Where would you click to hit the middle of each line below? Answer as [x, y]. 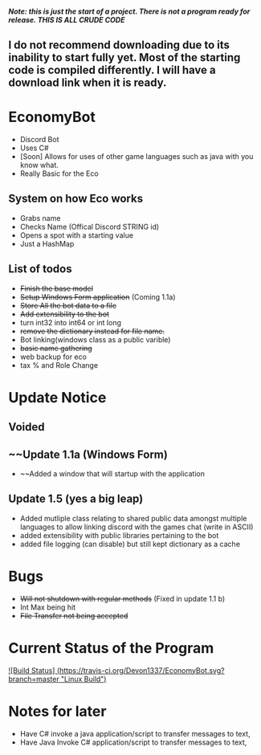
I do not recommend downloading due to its [119, 45]
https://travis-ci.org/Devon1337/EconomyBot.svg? [142, 670]
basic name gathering [56, 348]
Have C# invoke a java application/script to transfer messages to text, [135, 733]
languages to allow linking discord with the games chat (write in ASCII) [137, 527]
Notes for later [57, 711]
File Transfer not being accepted [74, 615]
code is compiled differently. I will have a [112, 69]
